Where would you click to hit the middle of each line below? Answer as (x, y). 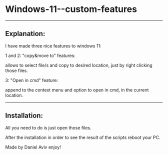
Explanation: (25, 34)
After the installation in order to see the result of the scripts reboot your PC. (83, 137)
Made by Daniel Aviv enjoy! (33, 147)
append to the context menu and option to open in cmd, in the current (77, 90)
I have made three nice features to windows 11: (53, 45)
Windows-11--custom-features (71, 9)
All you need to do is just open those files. (48, 127)
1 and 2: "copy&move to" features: (40, 55)
